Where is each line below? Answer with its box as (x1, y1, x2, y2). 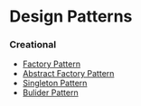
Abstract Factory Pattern (22, 68, 115, 79)
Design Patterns (9, 6, 133, 27)
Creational (9, 39, 57, 51)
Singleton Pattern (22, 78, 88, 89)
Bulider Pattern (22, 87, 79, 98)
